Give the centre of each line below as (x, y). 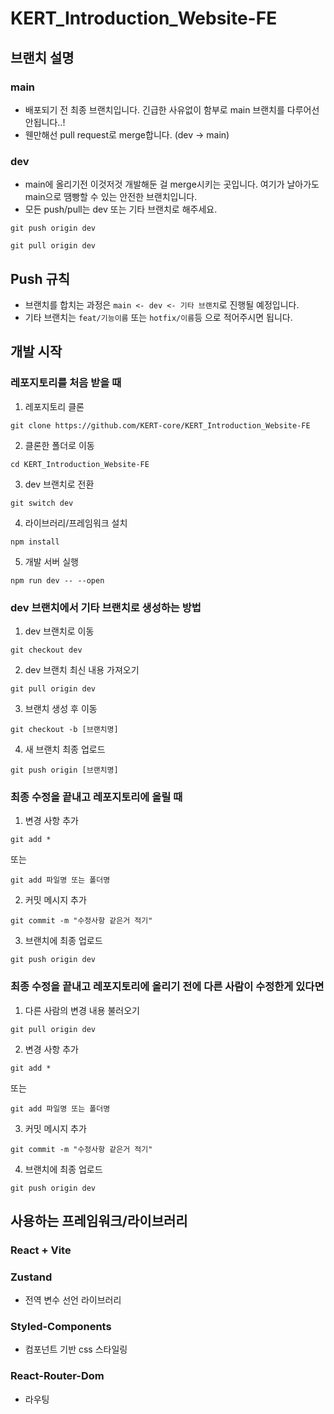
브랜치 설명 (42, 57)
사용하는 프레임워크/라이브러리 (99, 1220)
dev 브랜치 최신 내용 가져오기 (82, 669)
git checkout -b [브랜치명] (64, 729)
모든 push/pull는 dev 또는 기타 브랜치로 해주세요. (121, 209)
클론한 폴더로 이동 (59, 445)
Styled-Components (61, 1327)
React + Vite (41, 1250)
